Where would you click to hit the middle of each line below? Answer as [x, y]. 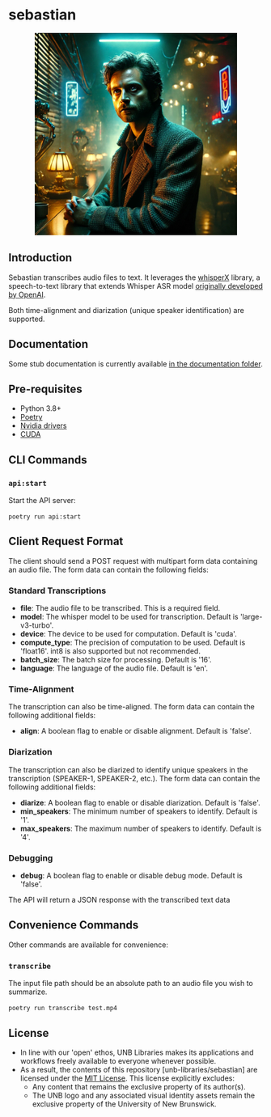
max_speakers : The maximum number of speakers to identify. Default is [141, 828]
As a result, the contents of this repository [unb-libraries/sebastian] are [139, 1069]
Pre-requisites [45, 389]
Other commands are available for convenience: [88, 945]
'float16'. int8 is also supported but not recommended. [110, 651]
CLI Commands [48, 460]
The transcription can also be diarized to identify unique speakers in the [128, 769]
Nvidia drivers [43, 425]
